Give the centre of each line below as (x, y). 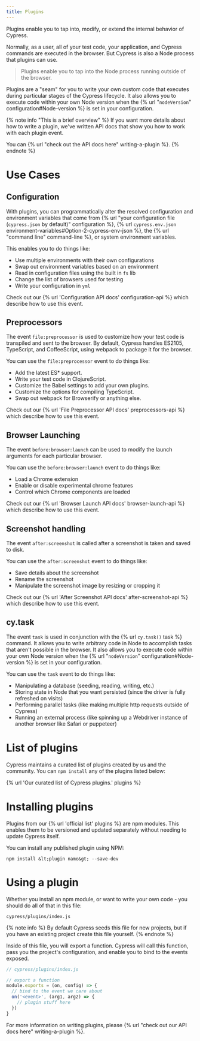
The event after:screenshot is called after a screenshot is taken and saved (99, 543)
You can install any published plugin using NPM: (65, 848)
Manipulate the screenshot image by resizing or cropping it (87, 586)
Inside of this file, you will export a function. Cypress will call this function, (97, 946)
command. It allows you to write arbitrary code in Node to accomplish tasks (99, 643)
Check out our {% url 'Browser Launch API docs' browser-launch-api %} (96, 504)
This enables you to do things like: (48, 248)
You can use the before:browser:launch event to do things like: (84, 468)
